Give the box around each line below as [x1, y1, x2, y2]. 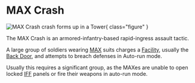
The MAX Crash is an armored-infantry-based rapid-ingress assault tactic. [6, 34, 190, 41]
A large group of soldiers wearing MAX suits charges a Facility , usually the [6, 46, 189, 53]
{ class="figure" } [105, 23, 149, 30]
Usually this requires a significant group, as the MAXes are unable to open [6, 63, 188, 71]
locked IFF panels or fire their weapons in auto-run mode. [6, 70, 148, 77]
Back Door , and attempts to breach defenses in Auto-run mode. [6, 52, 162, 59]
